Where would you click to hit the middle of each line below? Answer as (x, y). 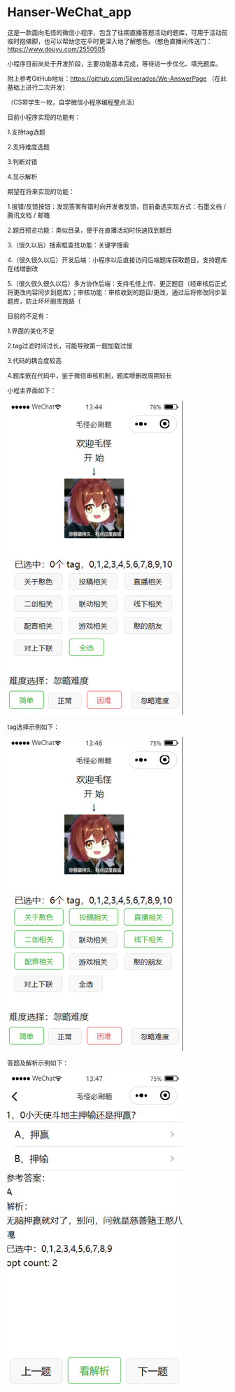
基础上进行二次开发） (38, 87)
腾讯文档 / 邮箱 (29, 215)
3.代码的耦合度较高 (35, 360)
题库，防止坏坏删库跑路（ (44, 301)
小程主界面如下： (32, 390)
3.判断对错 (22, 161)
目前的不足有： (29, 315)
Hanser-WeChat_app (69, 12)
